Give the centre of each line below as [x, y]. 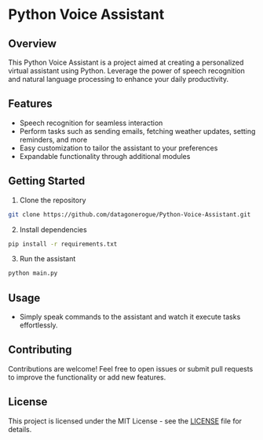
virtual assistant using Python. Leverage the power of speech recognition [126, 71]
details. [20, 429]
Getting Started [47, 181]
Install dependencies [53, 229]
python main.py [33, 273]
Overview [33, 44]
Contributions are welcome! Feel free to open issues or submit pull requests [131, 368]
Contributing [40, 350]
